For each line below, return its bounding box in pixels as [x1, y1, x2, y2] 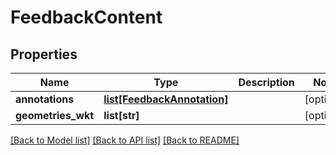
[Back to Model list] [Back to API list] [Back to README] [10, 134, 240, 146]
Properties [10, 46, 78, 63]
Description [238, 76, 295, 89]
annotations [15, 92, 75, 106]
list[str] [103, 109, 140, 122]
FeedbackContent [10, 6, 163, 29]
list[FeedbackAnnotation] [103, 92, 229, 106]
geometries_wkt [15, 109, 95, 122]
